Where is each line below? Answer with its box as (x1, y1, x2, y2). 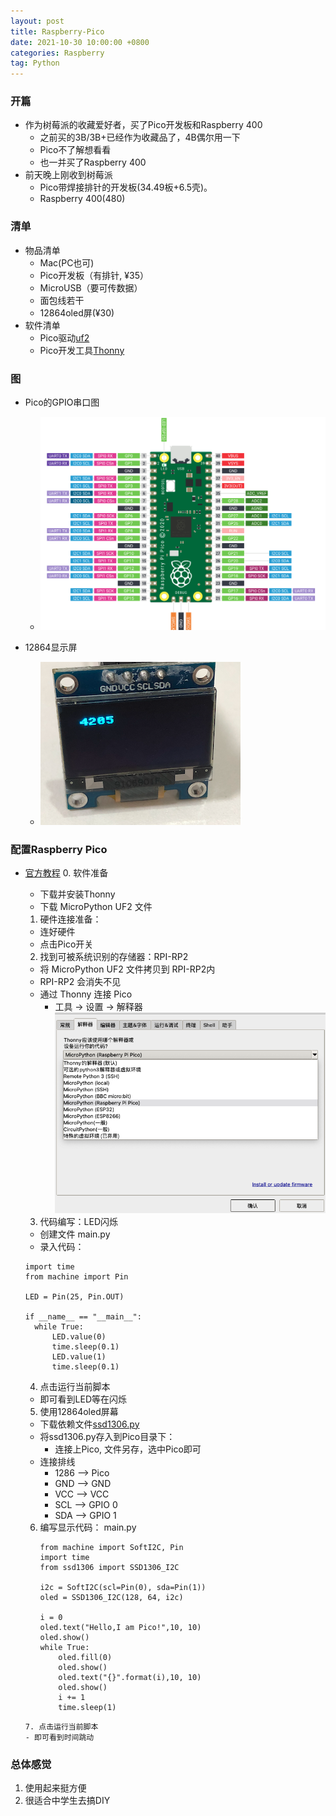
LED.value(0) (51, 1331, 107, 1342)
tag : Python (10, 58, 60, 69)
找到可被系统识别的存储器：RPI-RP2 (39, 951, 189, 963)
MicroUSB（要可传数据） (39, 281, 143, 294)
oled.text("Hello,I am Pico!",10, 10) (39, 1622, 202, 1632)
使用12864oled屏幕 (39, 1405, 119, 1417)
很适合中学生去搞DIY (24, 1794, 111, 1806)
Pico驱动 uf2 (39, 331, 90, 344)
